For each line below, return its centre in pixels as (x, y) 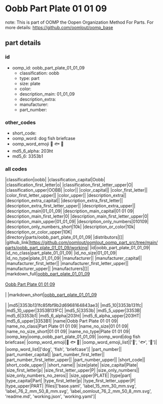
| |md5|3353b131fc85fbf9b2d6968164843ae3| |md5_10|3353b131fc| (74, 305)
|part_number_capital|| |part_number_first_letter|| (55, 355)
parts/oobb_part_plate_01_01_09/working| (47, 248)
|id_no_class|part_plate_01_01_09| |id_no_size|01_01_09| (61, 253)
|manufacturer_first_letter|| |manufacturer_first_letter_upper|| (67, 264)
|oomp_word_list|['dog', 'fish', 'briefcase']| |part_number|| (63, 349)
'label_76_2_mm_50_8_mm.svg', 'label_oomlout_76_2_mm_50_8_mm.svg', (79, 391)
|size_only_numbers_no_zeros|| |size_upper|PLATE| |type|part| (68, 375)
